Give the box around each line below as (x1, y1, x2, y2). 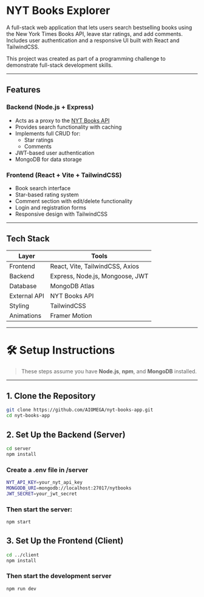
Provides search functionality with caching (15, 123, 122, 131)
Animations (9, 311, 41, 320)
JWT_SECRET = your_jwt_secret (6, 491, 78, 497)
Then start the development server (6, 572, 112, 581)
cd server (6, 446, 32, 452)
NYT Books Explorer (6, 4, 110, 18)
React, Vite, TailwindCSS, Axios (50, 262, 140, 271)
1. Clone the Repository (6, 391, 96, 401)
